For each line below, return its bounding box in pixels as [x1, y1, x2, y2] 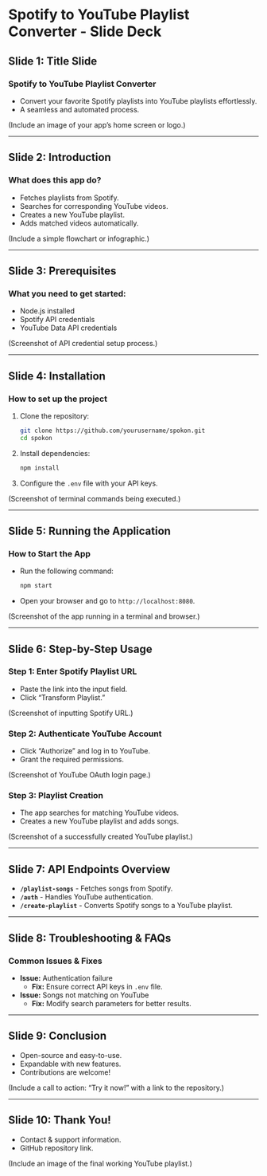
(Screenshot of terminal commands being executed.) [8, 494, 181, 503]
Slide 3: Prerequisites [8, 264, 117, 277]
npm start [19, 582, 53, 590]
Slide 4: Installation [8, 369, 106, 383]
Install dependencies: [19, 448, 91, 458]
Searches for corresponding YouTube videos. [19, 201, 168, 210]
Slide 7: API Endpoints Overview [8, 863, 171, 876]
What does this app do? [8, 175, 102, 186]
